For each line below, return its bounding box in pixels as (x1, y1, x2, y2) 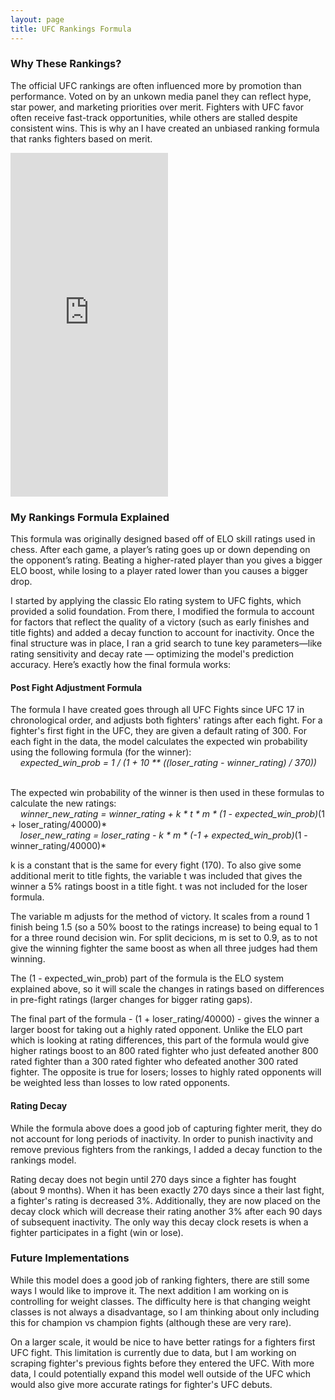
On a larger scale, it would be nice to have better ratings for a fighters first (10, 1336, 316, 1348)
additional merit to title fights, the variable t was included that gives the (10, 870, 303, 882)
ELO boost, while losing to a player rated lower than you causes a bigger (10, 565, 309, 577)
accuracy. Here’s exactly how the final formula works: (10, 659, 232, 671)
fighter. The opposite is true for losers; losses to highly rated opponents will (10, 1066, 322, 1078)
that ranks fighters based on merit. (10, 132, 153, 145)
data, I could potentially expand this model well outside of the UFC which (10, 1367, 312, 1380)
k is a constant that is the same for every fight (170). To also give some (10, 859, 302, 871)
